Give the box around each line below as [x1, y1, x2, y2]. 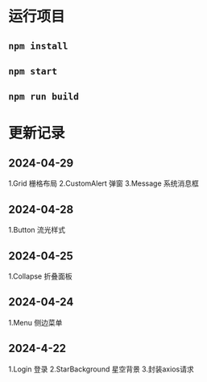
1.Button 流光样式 [8, 225, 66, 235]
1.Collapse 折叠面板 [8, 271, 72, 281]
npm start [8, 65, 58, 77]
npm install [8, 40, 68, 52]
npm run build [8, 90, 79, 103]
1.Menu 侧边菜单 [8, 317, 63, 327]
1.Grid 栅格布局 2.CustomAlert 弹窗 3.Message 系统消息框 [8, 178, 200, 188]
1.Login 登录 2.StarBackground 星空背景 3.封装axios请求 [8, 364, 195, 374]
